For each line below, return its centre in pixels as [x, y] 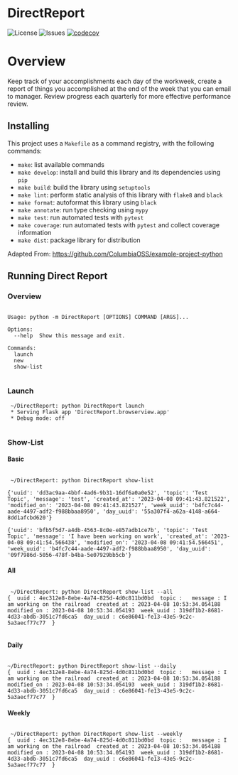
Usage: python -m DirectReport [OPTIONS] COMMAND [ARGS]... [98, 318]
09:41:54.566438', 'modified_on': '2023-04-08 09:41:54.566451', [125, 542]
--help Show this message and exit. [70, 336]
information [34, 232]
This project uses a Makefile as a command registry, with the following [111, 143]
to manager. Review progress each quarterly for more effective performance [119, 96]
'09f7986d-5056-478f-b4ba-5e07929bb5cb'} [70, 555]
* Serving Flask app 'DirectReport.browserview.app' [90, 412]
